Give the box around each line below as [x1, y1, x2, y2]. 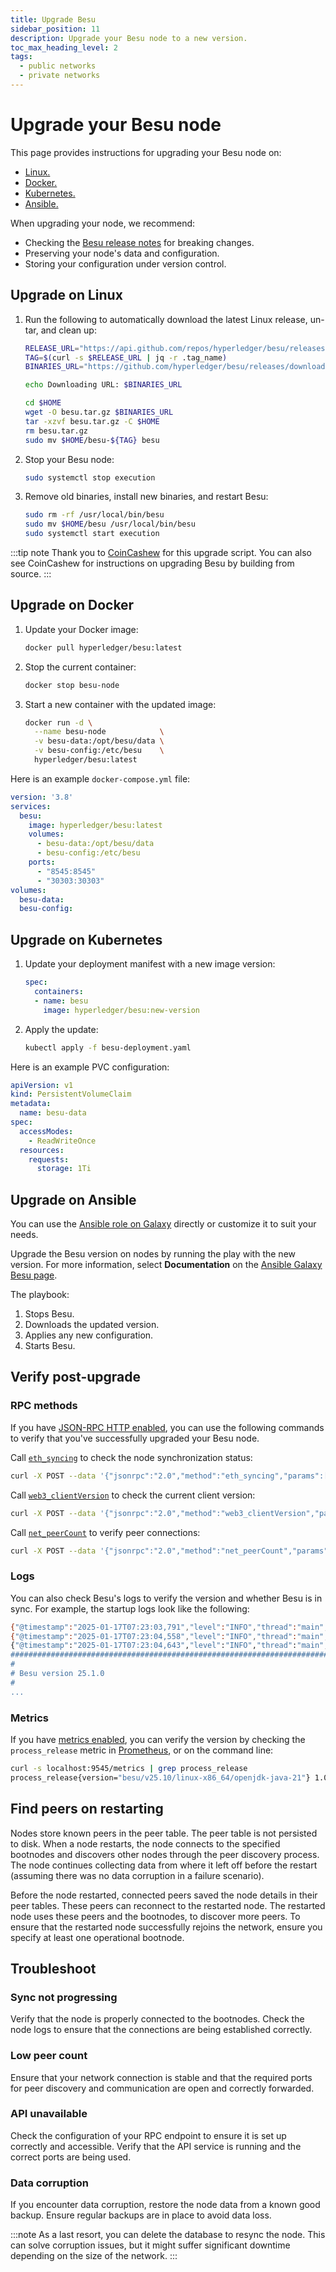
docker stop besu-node [24, 680, 120, 690]
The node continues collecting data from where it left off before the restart [10, 1859, 318, 1871]
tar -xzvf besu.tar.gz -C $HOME [24, 416, 160, 426]
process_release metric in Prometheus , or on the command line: [10, 1744, 274, 1756]
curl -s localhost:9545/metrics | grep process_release [10, 1763, 248, 1773]
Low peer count [10, 2049, 88, 2063]
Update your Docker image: [24, 623, 139, 635]
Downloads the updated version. [24, 1319, 160, 1331]
